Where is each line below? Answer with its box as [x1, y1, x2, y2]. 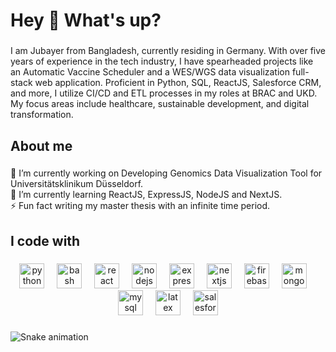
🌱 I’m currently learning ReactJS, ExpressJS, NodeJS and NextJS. [10, 189, 283, 201]
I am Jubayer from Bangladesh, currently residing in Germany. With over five [10, 45, 327, 57]
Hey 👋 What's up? [10, 9, 162, 32]
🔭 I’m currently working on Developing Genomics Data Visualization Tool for [10, 167, 323, 179]
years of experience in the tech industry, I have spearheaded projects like [10, 55, 314, 68]
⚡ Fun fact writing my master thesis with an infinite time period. [10, 200, 271, 212]
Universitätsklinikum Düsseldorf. [10, 178, 144, 190]
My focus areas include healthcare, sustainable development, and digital [10, 98, 310, 110]
